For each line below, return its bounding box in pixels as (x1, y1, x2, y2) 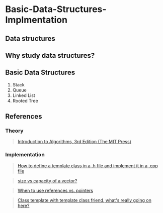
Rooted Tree (12, 97, 39, 103)
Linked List (12, 92, 35, 98)
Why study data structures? (5, 51, 95, 60)
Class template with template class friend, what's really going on (17, 197, 152, 203)
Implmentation (5, 14, 68, 26)
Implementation (5, 151, 45, 158)
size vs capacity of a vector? (17, 177, 77, 184)
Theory (5, 127, 24, 134)
